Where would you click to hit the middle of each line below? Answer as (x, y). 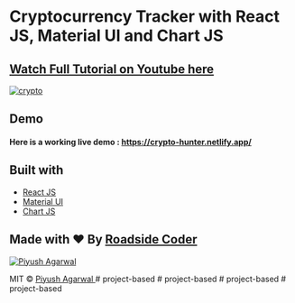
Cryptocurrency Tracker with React (144, 17)
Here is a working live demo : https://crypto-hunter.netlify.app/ (131, 142)
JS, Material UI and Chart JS (116, 36)
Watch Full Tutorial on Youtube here (112, 69)
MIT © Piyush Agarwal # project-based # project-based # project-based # (148, 279)
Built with (37, 170)
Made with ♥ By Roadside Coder (103, 239)
